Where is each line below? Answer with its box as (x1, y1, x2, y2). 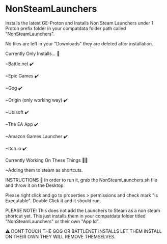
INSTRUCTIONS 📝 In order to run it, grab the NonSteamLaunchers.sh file (5, 177, 158, 183)
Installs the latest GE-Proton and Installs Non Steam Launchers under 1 (5, 20, 154, 26)
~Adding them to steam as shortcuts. (5, 167, 83, 173)
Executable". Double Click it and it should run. (5, 197, 101, 204)
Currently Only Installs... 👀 (5, 50, 60, 57)
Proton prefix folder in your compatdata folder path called (5, 25, 126, 31)
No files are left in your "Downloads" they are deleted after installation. (5, 40, 154, 46)
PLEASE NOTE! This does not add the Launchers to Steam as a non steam (5, 207, 160, 213)
